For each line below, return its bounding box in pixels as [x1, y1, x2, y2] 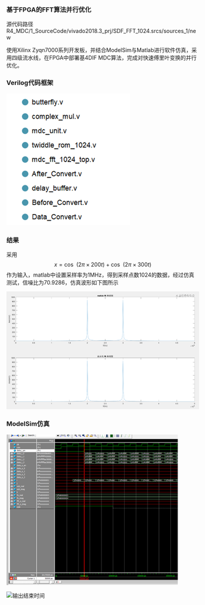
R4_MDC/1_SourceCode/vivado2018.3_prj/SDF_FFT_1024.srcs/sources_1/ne [6, 28, 196, 35]
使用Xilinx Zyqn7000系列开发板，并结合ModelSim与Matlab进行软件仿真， [6, 46, 192, 54]
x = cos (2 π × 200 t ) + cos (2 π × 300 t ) [54, 261, 152, 268]
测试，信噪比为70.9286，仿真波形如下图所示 [6, 278, 119, 286]
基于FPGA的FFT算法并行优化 [6, 5, 92, 13]
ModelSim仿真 [6, 420, 50, 428]
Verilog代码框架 [6, 78, 54, 87]
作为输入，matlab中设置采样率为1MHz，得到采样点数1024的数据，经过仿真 [6, 271, 195, 278]
